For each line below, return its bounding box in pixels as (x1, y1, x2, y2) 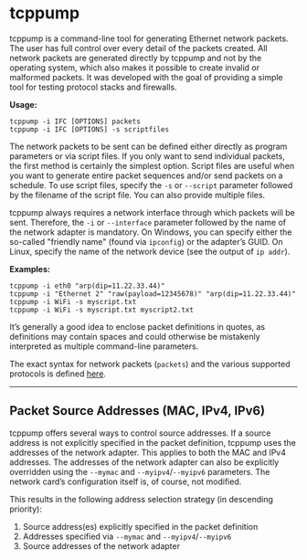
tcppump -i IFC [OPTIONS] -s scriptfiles (9, 124, 170, 134)
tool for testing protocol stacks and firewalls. (9, 81, 177, 92)
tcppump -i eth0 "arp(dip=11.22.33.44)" (9, 281, 166, 291)
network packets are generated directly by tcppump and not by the (9, 52, 262, 63)
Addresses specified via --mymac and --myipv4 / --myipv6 (22, 531, 232, 542)
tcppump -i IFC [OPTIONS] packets (9, 117, 142, 126)
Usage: (9, 99, 38, 110)
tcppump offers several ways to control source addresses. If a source (9, 428, 271, 438)
